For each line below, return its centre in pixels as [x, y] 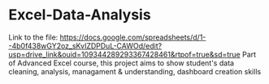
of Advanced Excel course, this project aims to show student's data [121, 63]
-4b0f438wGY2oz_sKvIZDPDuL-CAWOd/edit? [85, 45]
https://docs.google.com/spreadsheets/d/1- [133, 37]
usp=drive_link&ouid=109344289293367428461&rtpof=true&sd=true [125, 54]
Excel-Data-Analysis [80, 15]
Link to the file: [33, 37]
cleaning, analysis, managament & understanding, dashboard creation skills [135, 71]
